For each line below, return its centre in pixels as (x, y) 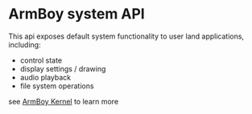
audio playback (45, 77)
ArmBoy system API (76, 14)
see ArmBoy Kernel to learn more (64, 101)
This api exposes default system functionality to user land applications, (126, 36)
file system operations (57, 86)
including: (25, 44)
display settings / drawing (63, 68)
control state (41, 60)
